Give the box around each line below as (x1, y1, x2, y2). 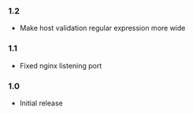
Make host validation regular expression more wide (19, 24, 186, 33)
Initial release (19, 98, 63, 108)
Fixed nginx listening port (19, 61, 102, 70)
